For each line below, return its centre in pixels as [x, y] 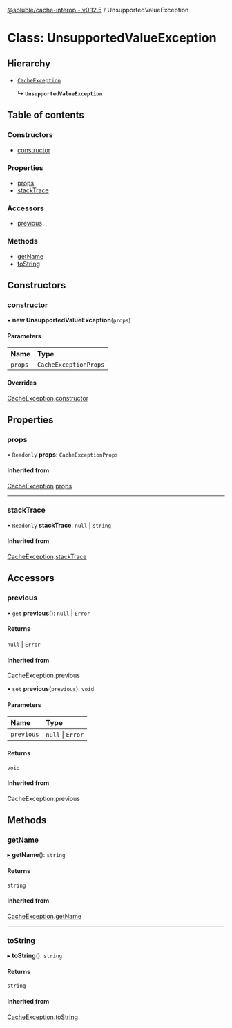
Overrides [22, 383]
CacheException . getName [44, 916]
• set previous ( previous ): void [51, 689]
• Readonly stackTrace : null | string [59, 525]
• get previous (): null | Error [49, 613]
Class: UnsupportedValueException [112, 38]
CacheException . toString [42, 1017]
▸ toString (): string [35, 956]
